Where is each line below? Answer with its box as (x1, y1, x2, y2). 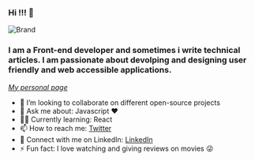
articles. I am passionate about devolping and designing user (8, 54, 247, 66)
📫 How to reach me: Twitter (19, 123, 112, 133)
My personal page (8, 82, 69, 92)
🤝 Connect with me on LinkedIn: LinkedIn (19, 134, 153, 144)
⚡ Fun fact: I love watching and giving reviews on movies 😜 (19, 144, 214, 153)
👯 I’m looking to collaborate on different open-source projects (19, 98, 221, 107)
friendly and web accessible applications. (8, 65, 172, 76)
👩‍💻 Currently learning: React (19, 114, 113, 124)
